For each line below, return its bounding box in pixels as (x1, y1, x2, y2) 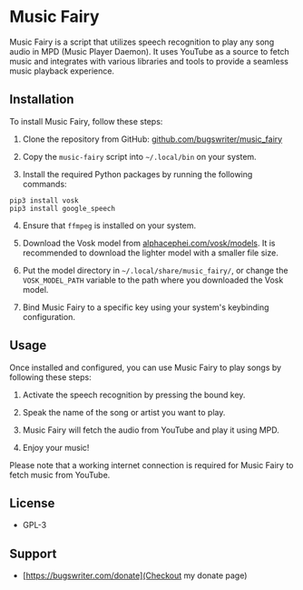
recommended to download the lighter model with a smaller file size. (22, 247, 279, 258)
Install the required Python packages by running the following (22, 168, 253, 179)
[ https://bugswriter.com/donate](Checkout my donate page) (22, 570, 248, 581)
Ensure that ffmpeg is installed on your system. (22, 220, 197, 231)
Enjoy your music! (22, 442, 90, 453)
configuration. (22, 311, 75, 322)
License (9, 495, 55, 511)
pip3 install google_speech (9, 204, 116, 213)
